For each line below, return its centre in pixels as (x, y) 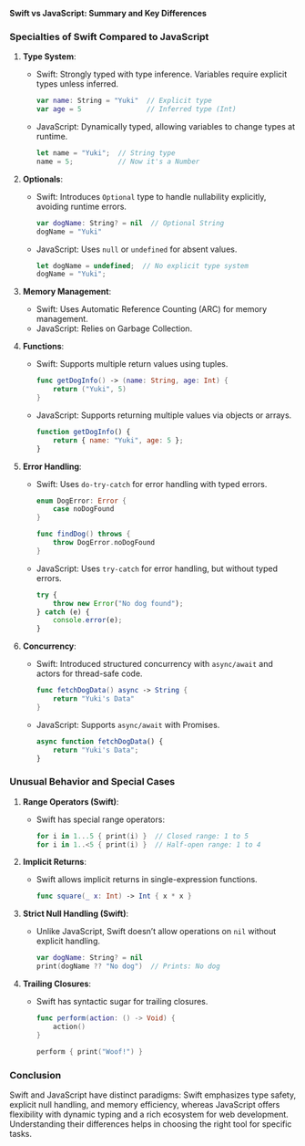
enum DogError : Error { (81, 501)
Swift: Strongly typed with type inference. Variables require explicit (162, 74)
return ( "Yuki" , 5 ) (90, 390)
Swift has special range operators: (101, 819)
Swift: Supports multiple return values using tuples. (132, 364)
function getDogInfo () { (83, 432)
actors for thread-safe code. (89, 673)
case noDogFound (84, 509)
